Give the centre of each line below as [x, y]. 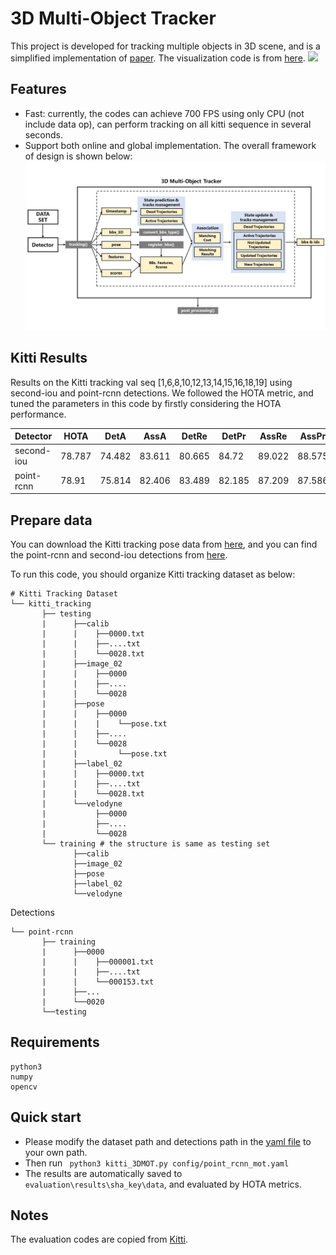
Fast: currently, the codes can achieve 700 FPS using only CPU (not [164, 113]
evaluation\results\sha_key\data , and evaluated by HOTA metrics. [163, 1184]
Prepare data [51, 520]
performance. [38, 414]
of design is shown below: [78, 156]
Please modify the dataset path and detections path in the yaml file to [168, 1141]
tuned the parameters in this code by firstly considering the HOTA [146, 403]
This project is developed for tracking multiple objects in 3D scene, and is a [165, 46]
